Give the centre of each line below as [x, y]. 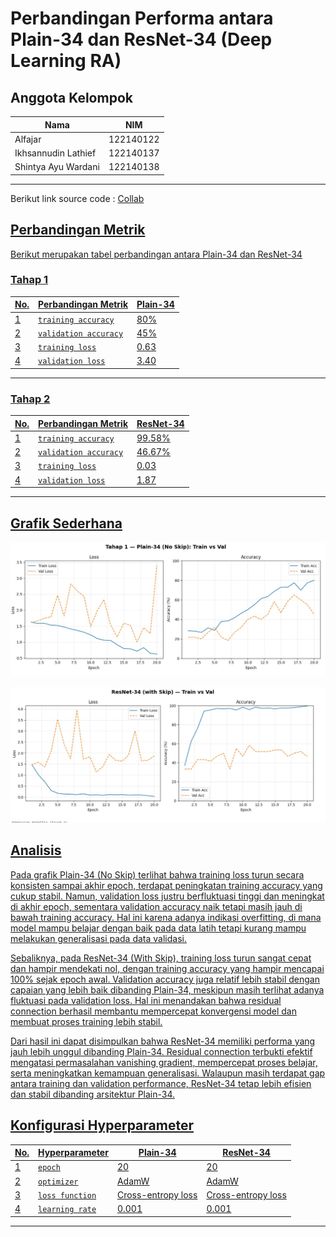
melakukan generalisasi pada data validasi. [98, 938]
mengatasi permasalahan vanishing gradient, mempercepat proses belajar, [164, 1062]
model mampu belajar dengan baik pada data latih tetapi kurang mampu [158, 928]
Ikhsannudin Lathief [55, 153]
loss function [67, 1195]
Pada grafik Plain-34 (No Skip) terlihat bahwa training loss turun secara [157, 874]
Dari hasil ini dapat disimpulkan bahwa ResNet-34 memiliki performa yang [163, 1041]
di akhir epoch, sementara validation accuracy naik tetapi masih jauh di [156, 906]
